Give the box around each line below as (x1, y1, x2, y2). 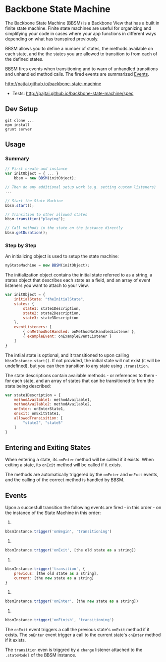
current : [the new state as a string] (14, 575, 94, 581)
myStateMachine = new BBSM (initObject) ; (5, 263, 90, 268)
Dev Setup (5, 105, 38, 113)
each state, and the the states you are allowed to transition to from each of (5, 51, 158, 57)
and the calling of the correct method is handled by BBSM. (5, 477, 125, 483)
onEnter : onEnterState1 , (14, 406, 65, 411)
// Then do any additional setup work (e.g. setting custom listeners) (5, 185, 156, 190)
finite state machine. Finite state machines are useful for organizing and (5, 25, 152, 31)
